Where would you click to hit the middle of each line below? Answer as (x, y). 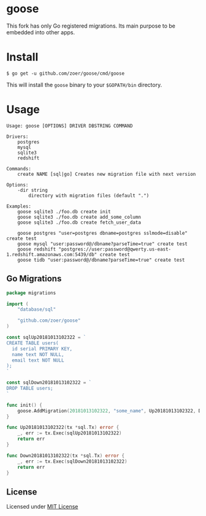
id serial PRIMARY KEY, (42, 349)
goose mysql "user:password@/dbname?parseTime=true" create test (103, 244)
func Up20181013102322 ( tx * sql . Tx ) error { (63, 428)
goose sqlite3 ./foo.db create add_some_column (79, 217)
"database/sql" (37, 309)
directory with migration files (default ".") (89, 195)
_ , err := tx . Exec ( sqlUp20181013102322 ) (70, 433)
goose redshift (37, 249)
